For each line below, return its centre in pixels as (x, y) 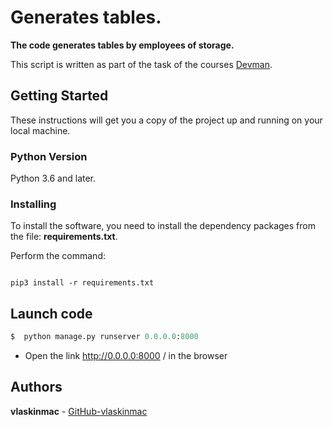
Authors (36, 387)
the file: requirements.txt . (64, 237)
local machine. (40, 130)
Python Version (49, 156)
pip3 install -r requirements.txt (82, 283)
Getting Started (59, 96)
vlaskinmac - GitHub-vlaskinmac (79, 411)
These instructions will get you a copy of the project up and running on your (166, 120)
